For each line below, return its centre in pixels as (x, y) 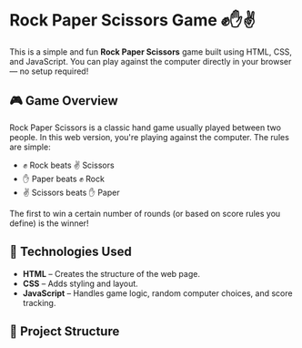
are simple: (30, 147)
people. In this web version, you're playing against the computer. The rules (149, 137)
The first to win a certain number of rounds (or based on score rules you (145, 213)
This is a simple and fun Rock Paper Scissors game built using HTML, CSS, (151, 51)
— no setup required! (49, 71)
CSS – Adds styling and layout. (80, 283)
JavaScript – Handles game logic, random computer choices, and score (157, 293)
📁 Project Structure (65, 331)
